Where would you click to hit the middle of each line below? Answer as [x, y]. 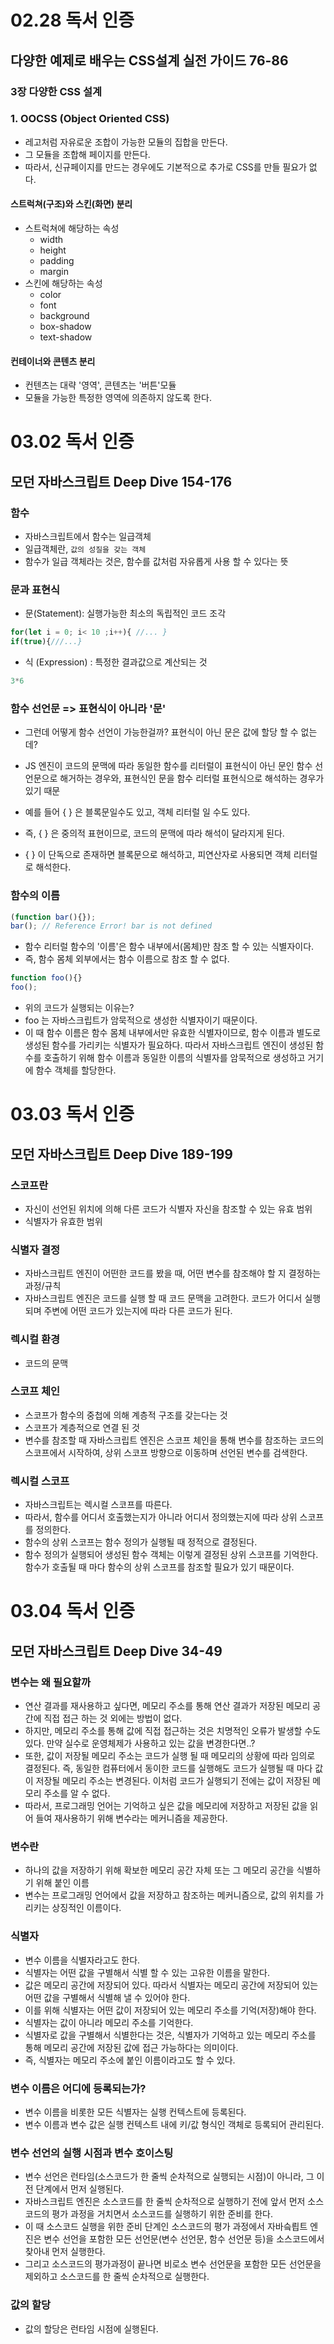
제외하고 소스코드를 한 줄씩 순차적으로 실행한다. [117, 2277]
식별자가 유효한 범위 [63, 1221]
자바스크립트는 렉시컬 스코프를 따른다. [98, 1505]
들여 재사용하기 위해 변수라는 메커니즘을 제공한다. [131, 1818]
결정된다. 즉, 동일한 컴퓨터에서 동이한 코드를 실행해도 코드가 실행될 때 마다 [168, 1768]
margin [54, 271]
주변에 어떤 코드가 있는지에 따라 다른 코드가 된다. [138, 1311]
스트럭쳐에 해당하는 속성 [72, 228]
